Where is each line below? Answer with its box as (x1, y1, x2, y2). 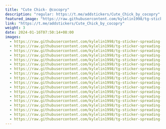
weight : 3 (5, 26, 26, 30)
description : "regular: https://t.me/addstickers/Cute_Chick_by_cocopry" (5, 12, 161, 17)
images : (5, 35, 21, 40)
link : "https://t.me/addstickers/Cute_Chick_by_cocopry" (5, 21, 125, 26)
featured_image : (5, 16, 39, 21)
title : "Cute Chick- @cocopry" (5, 7, 70, 12)
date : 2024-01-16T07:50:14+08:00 (5, 30, 74, 35)
